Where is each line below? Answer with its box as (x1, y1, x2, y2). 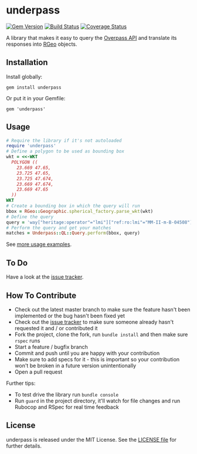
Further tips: (6, 380, 36, 387)
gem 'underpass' (6, 106, 46, 112)
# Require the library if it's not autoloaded (6, 137, 122, 144)
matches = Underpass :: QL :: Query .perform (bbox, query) (6, 230, 141, 236)
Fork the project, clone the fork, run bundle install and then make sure (14, 331, 188, 338)
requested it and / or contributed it (14, 324, 98, 331)
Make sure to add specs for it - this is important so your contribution (14, 355, 180, 362)
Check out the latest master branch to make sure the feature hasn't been (14, 306, 191, 313)
